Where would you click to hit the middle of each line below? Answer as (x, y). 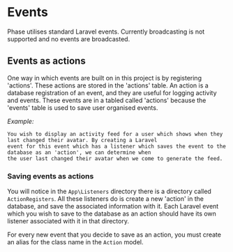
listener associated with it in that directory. (68, 221)
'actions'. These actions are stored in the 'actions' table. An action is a (108, 85)
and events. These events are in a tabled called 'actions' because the (107, 100)
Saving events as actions (51, 176)
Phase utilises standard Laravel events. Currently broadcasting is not (106, 31)
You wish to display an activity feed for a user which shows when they (115, 134)
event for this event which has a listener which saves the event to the (117, 146)
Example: (21, 121)
